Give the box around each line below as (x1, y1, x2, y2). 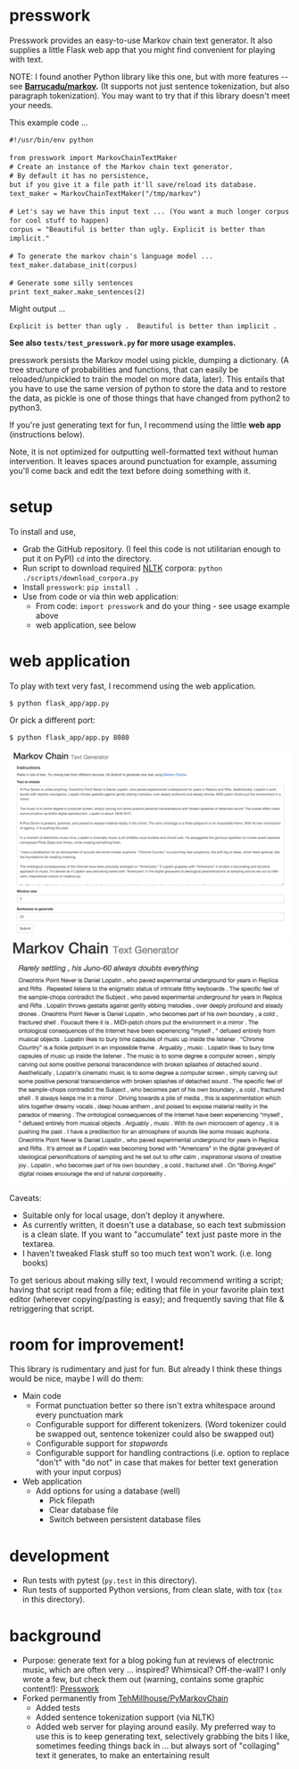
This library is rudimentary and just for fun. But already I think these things (9, 1364, 283, 1375)
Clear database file (48, 1504, 119, 1516)
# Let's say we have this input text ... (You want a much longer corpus (9, 207, 290, 216)
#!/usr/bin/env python (9, 135, 94, 144)
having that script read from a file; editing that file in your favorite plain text (9, 1284, 285, 1295)
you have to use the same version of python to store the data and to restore (9, 383, 287, 394)
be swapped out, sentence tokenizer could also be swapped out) (35, 1428, 275, 1440)
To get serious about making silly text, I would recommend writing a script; (9, 1274, 284, 1285)
